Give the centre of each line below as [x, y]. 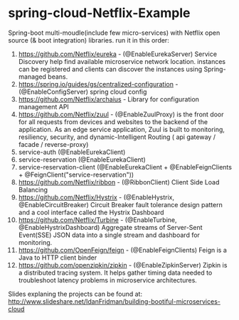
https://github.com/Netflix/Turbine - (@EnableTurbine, [97, 220]
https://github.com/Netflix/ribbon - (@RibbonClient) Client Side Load [119, 182]
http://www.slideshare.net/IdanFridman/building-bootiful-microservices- [115, 301]
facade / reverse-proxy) [53, 144]
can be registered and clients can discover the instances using [110, 69]
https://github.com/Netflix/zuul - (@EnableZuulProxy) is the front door [121, 114]
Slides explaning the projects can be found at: [75, 294]
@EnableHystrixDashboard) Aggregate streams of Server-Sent [110, 227]
